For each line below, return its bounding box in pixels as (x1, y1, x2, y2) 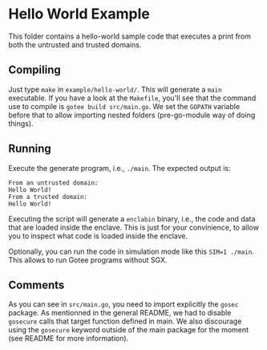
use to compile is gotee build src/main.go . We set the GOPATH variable (8, 101, 241, 111)
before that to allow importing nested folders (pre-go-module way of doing (8, 110, 256, 120)
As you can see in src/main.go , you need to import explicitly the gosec (8, 299, 239, 309)
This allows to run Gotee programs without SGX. (8, 254, 168, 265)
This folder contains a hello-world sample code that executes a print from (8, 31, 251, 41)
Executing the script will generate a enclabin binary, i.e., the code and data (8, 214, 256, 223)
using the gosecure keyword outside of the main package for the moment (8, 325, 249, 335)
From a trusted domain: (8, 193, 88, 201)
